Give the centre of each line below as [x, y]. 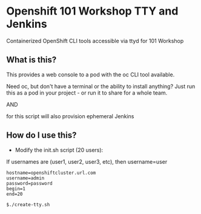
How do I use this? [41, 135]
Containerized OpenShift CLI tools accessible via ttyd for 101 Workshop [95, 41]
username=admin [25, 178]
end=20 [15, 194]
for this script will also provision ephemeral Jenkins [70, 116]
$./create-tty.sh [28, 204]
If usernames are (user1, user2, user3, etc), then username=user [87, 161]
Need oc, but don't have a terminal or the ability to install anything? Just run [101, 86]
